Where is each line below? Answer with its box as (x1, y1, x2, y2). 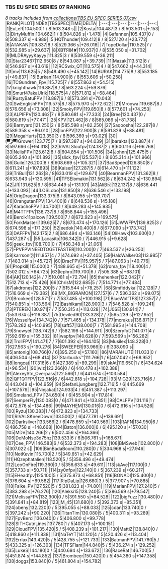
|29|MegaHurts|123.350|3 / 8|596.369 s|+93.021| (5, 133, 108, 139)
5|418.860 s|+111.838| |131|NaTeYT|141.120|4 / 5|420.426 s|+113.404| (5, 531, 148, 538)
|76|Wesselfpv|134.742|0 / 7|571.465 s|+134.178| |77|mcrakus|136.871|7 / (5, 317, 157, 323)
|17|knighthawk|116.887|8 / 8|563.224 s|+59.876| (5, 85, 107, 91)
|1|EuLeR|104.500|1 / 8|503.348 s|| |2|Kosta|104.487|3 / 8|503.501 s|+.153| (5, 26, 160, 32)
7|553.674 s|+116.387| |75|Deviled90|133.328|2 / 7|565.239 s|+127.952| (5, 312, 153, 318)
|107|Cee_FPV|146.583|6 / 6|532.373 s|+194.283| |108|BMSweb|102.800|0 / (5, 440, 163, 446)
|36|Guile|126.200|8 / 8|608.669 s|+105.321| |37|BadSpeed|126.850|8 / (5, 160, 153, 166)
